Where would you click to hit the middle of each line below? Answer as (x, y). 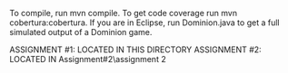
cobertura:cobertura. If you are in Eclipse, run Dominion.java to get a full (144, 23)
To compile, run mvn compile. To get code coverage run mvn (124, 13)
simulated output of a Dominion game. (81, 32)
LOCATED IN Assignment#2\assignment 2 (88, 59)
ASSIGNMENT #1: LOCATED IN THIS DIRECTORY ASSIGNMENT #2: (135, 50)
